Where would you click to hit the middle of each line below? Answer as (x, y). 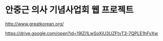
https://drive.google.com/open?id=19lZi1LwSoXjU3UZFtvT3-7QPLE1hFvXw (81, 33)
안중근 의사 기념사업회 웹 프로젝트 (69, 10)
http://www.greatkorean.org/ (35, 24)
